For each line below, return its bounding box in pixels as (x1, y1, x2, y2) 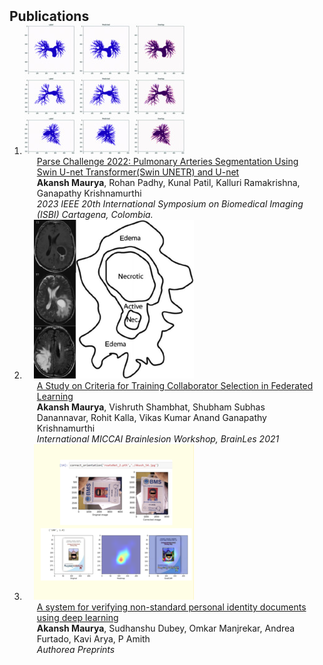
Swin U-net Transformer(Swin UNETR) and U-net (36, 166, 240, 178)
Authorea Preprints (36, 644, 116, 655)
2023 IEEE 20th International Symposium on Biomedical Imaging (36, 198, 304, 210)
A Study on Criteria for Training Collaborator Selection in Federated (36, 380, 314, 391)
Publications (9, 8, 90, 25)
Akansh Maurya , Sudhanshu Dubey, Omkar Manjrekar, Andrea (36, 622, 296, 634)
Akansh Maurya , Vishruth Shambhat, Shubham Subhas (36, 401, 266, 413)
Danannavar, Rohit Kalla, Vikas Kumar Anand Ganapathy (36, 412, 267, 423)
